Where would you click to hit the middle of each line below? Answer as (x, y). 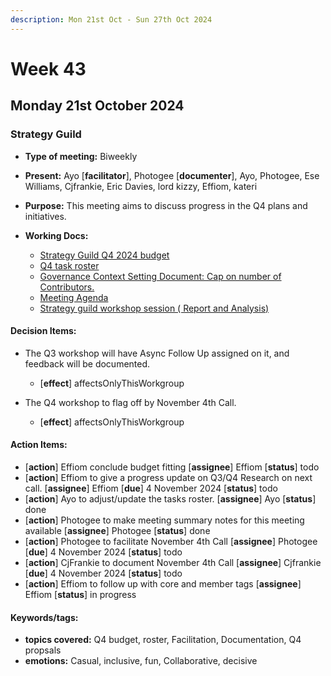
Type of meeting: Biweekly (81, 156)
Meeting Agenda (74, 297)
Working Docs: (56, 235)
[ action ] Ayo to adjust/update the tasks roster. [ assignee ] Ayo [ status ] (170, 498)
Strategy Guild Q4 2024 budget (104, 255)
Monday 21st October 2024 (97, 106)
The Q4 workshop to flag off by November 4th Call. (130, 402)
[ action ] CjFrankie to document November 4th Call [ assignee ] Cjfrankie (173, 562)
